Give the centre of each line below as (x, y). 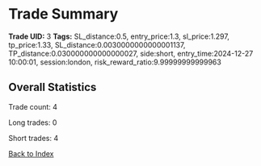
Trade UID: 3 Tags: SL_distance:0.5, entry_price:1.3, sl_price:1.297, (119, 36)
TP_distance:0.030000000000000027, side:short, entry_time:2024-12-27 (131, 53)
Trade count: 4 (33, 106)
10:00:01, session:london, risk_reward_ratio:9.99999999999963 (115, 62)
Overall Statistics (53, 87)
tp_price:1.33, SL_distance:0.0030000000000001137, (97, 44)
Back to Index (31, 153)
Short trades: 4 (34, 138)
